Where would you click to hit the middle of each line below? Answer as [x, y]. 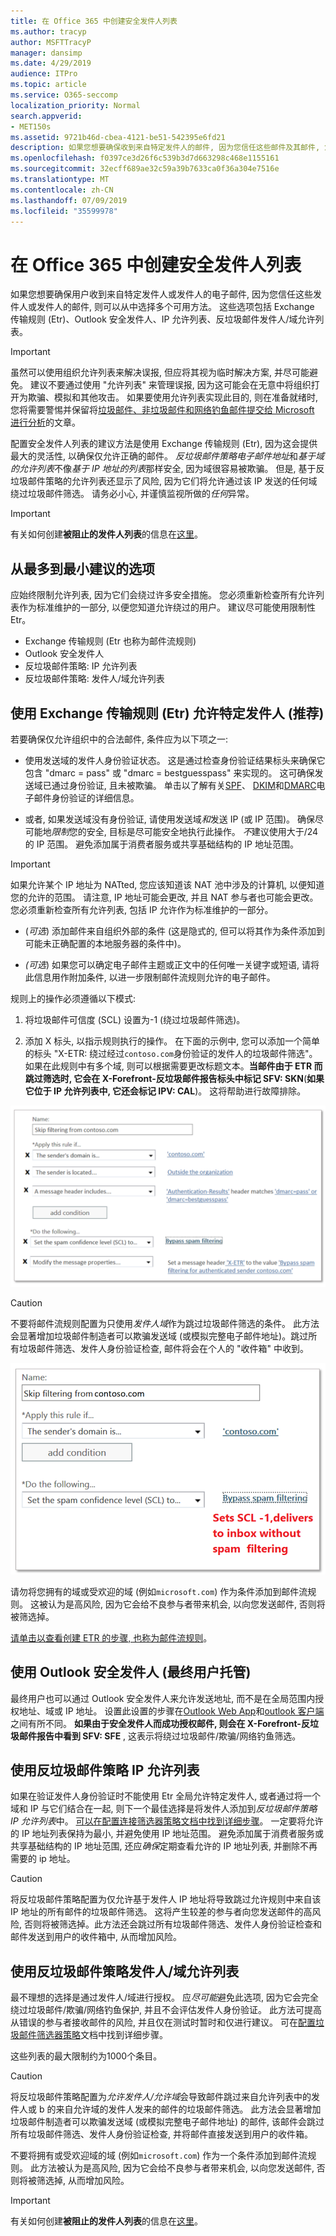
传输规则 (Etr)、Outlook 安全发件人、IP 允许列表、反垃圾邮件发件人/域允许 [163, 319]
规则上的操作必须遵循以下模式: [73, 998]
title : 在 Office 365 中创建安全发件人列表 [94, 21]
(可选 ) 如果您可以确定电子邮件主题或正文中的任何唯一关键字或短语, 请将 [172, 964]
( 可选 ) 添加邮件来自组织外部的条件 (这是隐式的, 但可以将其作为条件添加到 [174, 931]
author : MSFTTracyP [51, 42]
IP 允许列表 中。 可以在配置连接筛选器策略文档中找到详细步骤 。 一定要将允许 [167, 1821]
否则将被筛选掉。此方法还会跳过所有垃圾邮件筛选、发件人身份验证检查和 [172, 1924]
